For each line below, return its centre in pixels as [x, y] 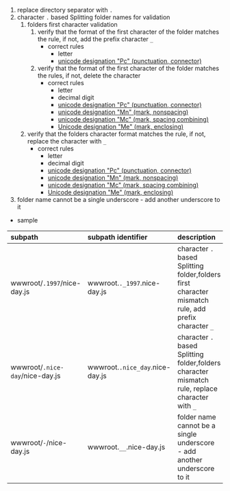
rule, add [192, 309]
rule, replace [197, 389]
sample [27, 220]
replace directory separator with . [65, 10]
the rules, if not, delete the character [89, 76]
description [196, 237]
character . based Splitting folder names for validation [93, 17]
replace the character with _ [67, 141]
